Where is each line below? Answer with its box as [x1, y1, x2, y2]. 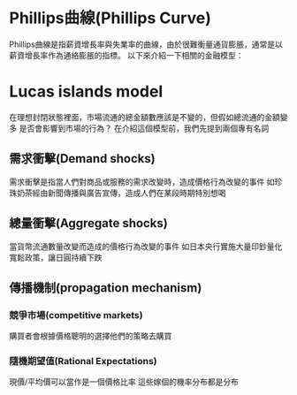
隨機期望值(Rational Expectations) [9, 355, 157, 368]
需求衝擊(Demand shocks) [9, 151, 156, 166]
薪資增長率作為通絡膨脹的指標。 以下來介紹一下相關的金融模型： [9, 49, 244, 60]
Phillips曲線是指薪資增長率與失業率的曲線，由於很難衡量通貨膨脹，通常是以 [9, 39, 283, 49]
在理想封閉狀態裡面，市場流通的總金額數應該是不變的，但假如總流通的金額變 [9, 111, 288, 122]
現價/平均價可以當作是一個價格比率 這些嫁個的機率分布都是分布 [9, 376, 239, 387]
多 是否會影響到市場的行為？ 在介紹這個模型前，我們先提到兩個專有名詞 [9, 123, 270, 133]
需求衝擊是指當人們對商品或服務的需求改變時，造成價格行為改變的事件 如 [9, 176, 275, 186]
